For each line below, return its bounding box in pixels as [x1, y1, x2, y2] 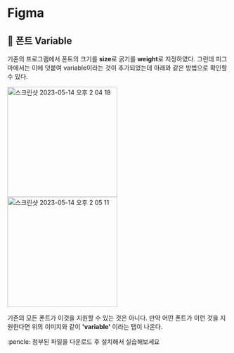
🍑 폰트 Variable [7, 35, 72, 47]
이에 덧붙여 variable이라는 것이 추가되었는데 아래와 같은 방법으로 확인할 [31, 63, 228, 72]
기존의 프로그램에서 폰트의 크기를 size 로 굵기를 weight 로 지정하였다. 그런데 [7, 55, 214, 63]
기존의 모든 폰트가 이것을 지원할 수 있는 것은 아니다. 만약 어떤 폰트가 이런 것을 [7, 314, 219, 322]
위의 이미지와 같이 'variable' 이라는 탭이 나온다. [31, 323, 163, 330]
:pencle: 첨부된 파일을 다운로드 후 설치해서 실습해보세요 [7, 337, 160, 346]
